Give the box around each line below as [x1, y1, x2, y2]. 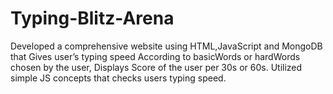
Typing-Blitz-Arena [10, 7, 175, 30]
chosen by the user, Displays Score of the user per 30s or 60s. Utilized [10, 61, 303, 73]
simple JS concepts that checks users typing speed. [10, 72, 227, 84]
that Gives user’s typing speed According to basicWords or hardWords [10, 50, 301, 62]
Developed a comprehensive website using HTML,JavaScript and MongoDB [10, 40, 323, 52]
